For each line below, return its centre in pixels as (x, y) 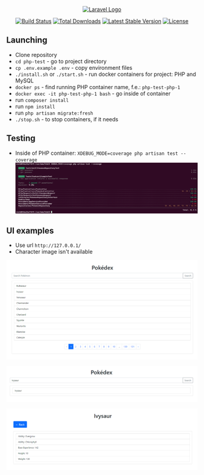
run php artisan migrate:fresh (54, 113)
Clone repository (36, 55)
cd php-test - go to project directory (61, 61)
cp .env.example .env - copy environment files (73, 67)
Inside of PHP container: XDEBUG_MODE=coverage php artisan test (97, 153)
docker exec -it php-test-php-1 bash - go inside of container (93, 93)
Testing (21, 139)
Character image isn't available (54, 252)
